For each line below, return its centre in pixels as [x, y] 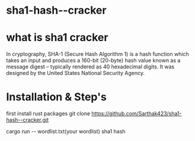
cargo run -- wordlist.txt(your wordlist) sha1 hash [66, 131]
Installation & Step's [56, 97]
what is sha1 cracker [57, 38]
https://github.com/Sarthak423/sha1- [137, 114]
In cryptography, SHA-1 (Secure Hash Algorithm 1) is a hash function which [98, 54]
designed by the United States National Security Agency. [76, 73]
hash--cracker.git [28, 120]
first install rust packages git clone [48, 114]
